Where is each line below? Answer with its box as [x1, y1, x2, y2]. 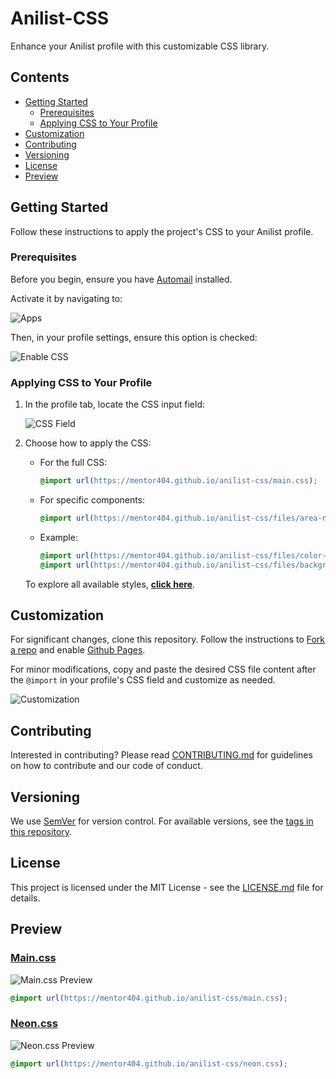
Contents [10, 69, 70, 86]
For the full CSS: [39, 457, 108, 469]
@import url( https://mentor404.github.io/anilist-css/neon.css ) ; [10, 1058, 288, 1069]
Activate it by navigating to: [10, 292, 123, 304]
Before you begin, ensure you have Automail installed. [10, 273, 233, 285]
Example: [39, 531, 78, 543]
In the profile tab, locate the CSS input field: [24, 398, 206, 411]
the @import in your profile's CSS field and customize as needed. [10, 674, 276, 686]
